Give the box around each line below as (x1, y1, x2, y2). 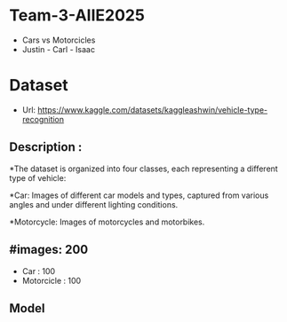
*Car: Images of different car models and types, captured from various (9, 190, 269, 200)
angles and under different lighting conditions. (9, 199, 179, 209)
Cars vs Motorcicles (21, 35, 96, 45)
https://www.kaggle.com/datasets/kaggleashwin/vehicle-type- (37, 104, 268, 115)
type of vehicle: (9, 172, 67, 183)
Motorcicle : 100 (21, 275, 82, 286)
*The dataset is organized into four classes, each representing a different (9, 163, 278, 174)
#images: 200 (9, 242, 89, 257)
